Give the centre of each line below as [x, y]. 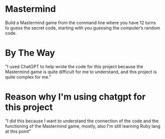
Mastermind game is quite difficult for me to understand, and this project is [81, 72]
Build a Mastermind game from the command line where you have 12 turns [81, 23]
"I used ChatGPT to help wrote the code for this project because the [74, 66]
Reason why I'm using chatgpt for [75, 97]
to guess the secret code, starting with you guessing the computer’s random [82, 28]
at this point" [18, 131]
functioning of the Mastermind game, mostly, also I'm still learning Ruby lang [83, 126]
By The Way [30, 53]
